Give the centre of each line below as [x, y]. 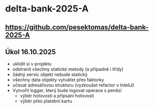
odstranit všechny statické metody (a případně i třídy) [68, 69]
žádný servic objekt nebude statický [50, 74]
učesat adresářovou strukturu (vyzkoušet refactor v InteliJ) [73, 85]
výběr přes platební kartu [46, 101]
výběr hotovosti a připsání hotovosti [57, 96]
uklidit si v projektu [32, 64]
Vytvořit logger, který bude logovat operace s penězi [67, 90]
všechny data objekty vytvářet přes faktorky [58, 80]
